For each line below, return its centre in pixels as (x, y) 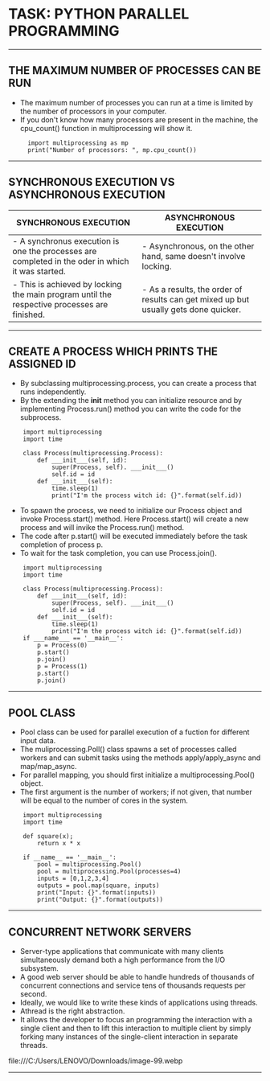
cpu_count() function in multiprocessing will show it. (106, 128)
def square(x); (48, 836)
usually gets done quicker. (192, 309)
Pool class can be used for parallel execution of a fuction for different (135, 732)
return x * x (59, 844)
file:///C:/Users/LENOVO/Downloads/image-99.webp (96, 1061)
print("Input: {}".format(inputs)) (97, 893)
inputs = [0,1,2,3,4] (74, 879)
